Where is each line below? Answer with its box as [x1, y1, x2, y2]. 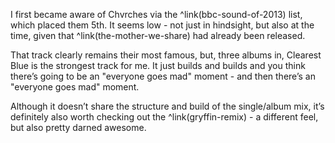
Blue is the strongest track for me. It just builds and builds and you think [10, 60, 306, 71]
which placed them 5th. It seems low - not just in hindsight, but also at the [10, 19, 315, 31]
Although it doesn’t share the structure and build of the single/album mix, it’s [10, 100, 325, 112]
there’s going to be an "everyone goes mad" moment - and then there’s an [10, 70, 316, 82]
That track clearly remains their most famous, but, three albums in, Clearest [10, 49, 322, 61]
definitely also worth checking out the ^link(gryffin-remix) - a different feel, [10, 111, 319, 123]
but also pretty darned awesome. [10, 122, 147, 133]
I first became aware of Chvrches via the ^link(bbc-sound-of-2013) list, [10, 9, 303, 20]
